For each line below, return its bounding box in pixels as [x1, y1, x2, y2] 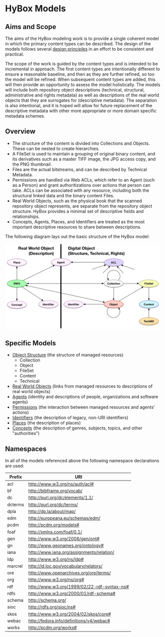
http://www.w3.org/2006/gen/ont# [28, 536, 100, 542]
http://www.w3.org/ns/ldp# [28, 556, 84, 562]
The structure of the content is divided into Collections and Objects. [12, 140, 150, 146]
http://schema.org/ [28, 597, 66, 603]
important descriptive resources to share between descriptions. [12, 224, 142, 230]
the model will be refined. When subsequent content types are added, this [5, 77, 156, 82]
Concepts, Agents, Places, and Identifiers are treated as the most [12, 218, 145, 224]
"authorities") [12, 430, 40, 436]
